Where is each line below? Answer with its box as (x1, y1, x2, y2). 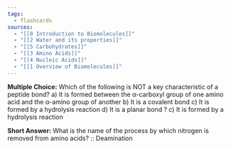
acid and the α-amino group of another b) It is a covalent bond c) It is (7, 97, 210, 106)
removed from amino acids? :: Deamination (7, 134, 133, 142)
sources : (7, 23, 33, 30)
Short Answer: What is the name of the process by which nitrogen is (7, 126, 210, 135)
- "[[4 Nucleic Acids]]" (14, 57, 87, 64)
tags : (7, 10, 23, 18)
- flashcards (14, 17, 53, 24)
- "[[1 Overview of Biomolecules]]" (14, 63, 122, 70)
